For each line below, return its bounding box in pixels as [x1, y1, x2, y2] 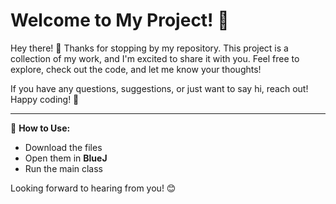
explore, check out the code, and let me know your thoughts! [10, 63, 262, 75]
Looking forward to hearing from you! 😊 [10, 182, 177, 194]
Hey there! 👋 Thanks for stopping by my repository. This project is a [10, 42, 289, 54]
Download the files [24, 141, 103, 153]
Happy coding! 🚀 [10, 93, 80, 105]
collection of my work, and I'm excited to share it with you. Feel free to [10, 52, 300, 64]
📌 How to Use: [10, 122, 71, 134]
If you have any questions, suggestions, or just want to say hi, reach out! [10, 82, 309, 94]
